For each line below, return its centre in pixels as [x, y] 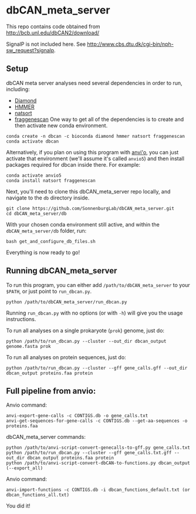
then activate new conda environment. [61, 125]
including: [18, 89]
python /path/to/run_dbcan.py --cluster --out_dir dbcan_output [86, 341]
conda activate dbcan [33, 141]
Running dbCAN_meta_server [62, 271]
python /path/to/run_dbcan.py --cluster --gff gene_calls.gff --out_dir [97, 368]
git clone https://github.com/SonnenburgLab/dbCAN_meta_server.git [90, 208]
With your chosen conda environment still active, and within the [83, 224]
